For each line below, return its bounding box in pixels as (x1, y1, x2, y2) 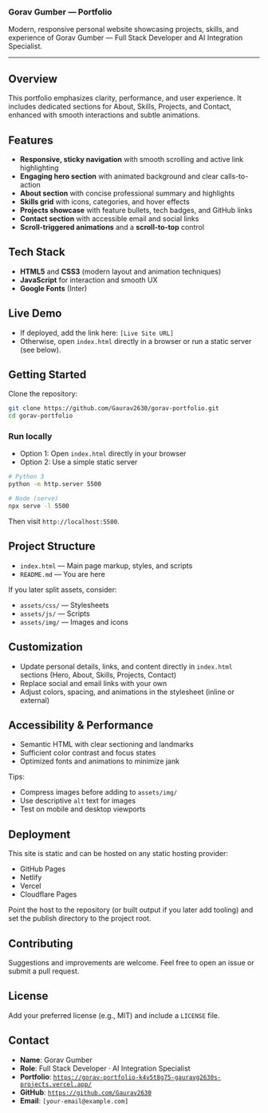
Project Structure (8, 539, 96, 553)
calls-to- (220, 171, 249, 181)
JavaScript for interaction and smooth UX (19, 274, 158, 285)
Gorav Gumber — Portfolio (8, 6, 112, 18)
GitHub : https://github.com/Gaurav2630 (19, 1087, 152, 1097)
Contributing (8, 937, 73, 950)
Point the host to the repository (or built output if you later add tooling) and (8, 905, 254, 915)
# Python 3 (8, 473, 45, 481)
